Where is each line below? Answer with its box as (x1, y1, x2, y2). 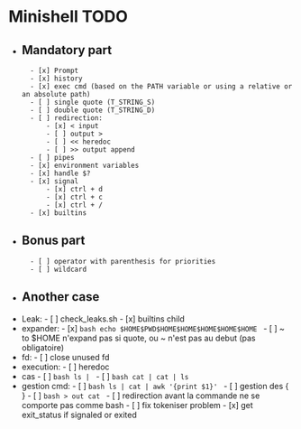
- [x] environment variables (30, 161, 140, 170)
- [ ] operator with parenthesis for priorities (30, 256, 216, 266)
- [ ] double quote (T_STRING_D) (30, 106, 156, 115)
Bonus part (21, 233, 86, 248)
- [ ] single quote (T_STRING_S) (30, 98, 156, 107)
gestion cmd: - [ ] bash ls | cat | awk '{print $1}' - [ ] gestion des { (21, 380, 289, 391)
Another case (21, 289, 100, 304)
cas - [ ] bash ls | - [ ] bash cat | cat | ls (21, 370, 189, 381)
